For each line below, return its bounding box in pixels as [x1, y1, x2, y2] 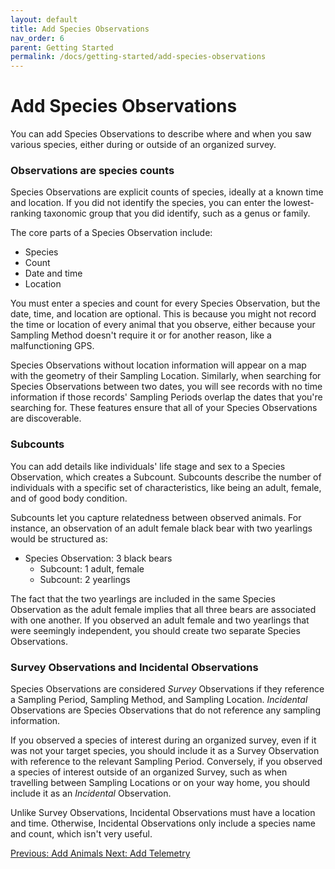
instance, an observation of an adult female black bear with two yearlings [10, 522, 313, 534]
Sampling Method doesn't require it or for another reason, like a [10, 329, 272, 341]
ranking [10, 207, 42, 220]
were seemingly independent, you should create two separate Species [10, 624, 301, 636]
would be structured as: [10, 532, 108, 545]
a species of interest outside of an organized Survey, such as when [10, 766, 288, 778]
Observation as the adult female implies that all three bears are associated [10, 603, 317, 615]
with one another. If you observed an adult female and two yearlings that [10, 614, 310, 626]
